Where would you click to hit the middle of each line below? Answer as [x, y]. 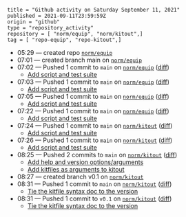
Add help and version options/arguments [85, 162]
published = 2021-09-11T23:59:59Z [57, 16]
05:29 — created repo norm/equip [65, 53]
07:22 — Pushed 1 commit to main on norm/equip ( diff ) [93, 111]
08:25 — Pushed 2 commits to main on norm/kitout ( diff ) [97, 155]
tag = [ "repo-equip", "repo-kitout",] [64, 40]
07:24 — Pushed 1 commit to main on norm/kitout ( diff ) [95, 126]
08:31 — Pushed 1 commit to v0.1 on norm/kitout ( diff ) [94, 198]
